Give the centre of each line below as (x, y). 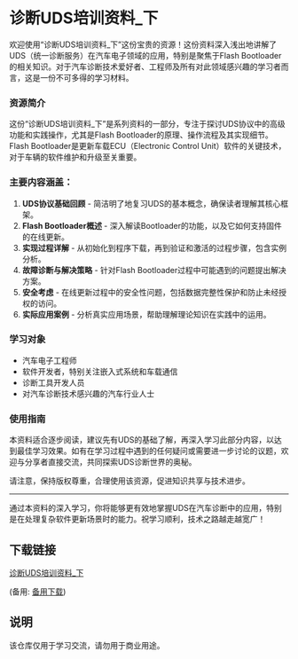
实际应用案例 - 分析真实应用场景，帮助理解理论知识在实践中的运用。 (147, 314)
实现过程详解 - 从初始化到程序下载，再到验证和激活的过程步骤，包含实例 (154, 247)
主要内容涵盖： (41, 183)
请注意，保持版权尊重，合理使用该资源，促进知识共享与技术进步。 (129, 481)
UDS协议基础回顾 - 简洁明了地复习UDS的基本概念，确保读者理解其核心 (151, 203)
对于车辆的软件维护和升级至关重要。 (75, 157)
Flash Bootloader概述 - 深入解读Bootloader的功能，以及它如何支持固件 (152, 225)
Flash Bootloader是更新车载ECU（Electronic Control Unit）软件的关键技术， (148, 146)
